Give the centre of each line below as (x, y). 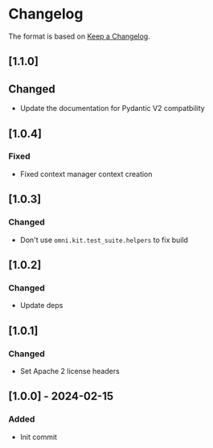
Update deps (41, 306)
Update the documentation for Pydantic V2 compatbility (112, 109)
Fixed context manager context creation (86, 174)
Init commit (39, 437)
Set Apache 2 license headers (70, 371)
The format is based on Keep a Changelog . (79, 36)
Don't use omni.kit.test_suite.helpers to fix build (104, 240)
